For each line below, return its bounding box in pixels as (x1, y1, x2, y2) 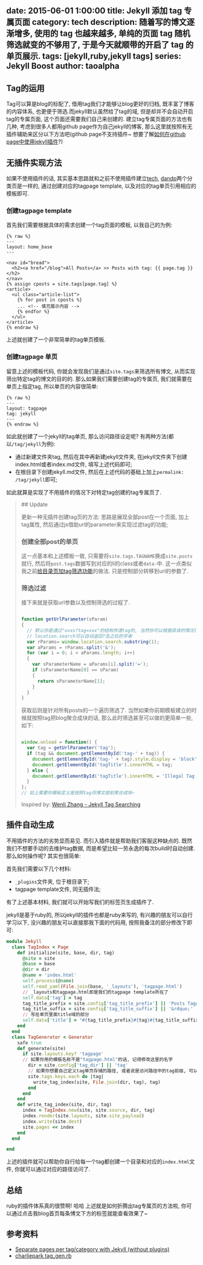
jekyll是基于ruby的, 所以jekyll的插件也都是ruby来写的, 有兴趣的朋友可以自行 (6, 911, 193, 918)
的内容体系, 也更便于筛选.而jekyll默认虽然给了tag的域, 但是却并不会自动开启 (6, 108, 194, 115)
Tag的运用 (6, 83, 45, 93)
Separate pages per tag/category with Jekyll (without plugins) (14, 1246, 170, 1253)
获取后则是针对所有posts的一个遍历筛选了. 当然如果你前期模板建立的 (21, 707, 192, 714)
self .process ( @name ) (22, 978, 74, 984)
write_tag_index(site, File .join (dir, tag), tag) (33, 1079, 161, 1085)
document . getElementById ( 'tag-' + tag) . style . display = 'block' (32, 756, 198, 762)
